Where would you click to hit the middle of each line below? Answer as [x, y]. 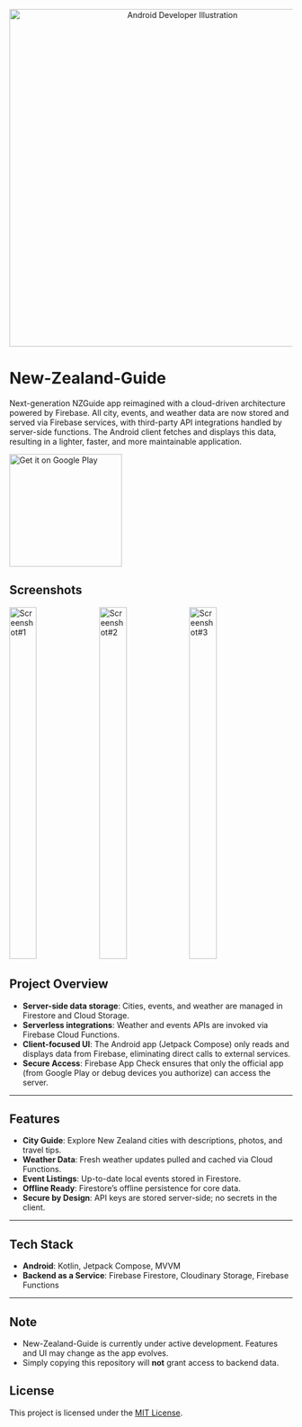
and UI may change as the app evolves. [95, 1353]
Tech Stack [41, 1244]
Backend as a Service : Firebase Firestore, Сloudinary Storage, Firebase [155, 1276]
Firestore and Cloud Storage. [76, 1015]
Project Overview [59, 984]
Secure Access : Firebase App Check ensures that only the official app [153, 1063]
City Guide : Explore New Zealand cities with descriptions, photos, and [152, 1141]
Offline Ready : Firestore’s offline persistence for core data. [131, 1188]
